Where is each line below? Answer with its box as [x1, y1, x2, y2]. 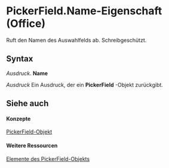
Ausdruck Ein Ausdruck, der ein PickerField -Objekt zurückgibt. [6, 81, 163, 88]
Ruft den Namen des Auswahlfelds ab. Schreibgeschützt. [6, 36, 147, 43]
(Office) [6, 17, 46, 30]
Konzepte [6, 115, 31, 122]
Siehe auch [6, 98, 49, 108]
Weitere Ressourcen [6, 142, 58, 149]
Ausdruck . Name [6, 70, 48, 77]
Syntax [6, 54, 33, 64]
